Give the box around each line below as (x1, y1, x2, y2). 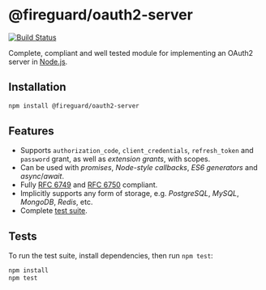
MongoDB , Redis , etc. (19, 197, 93, 207)
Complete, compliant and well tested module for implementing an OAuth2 (8, 48, 254, 58)
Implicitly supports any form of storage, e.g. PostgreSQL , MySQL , (19, 189, 239, 198)
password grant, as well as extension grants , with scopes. (19, 154, 211, 164)
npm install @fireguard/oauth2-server (8, 101, 139, 110)
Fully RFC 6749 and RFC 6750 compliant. (19, 180, 158, 190)
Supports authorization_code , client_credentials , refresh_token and (19, 146, 254, 156)
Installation (8, 80, 66, 94)
